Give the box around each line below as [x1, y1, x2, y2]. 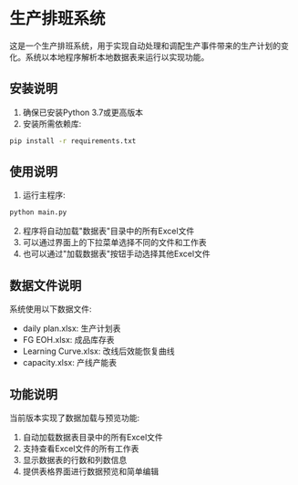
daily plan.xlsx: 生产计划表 [22, 323, 121, 334]
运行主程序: [22, 190, 66, 201]
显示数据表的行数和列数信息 [22, 454, 128, 465]
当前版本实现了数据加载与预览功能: [9, 412, 140, 423]
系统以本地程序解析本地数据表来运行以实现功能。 [25, 51, 210, 62]
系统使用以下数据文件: [9, 304, 93, 315]
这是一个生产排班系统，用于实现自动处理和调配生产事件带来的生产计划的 [9, 40, 281, 51]
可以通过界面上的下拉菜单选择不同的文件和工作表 [22, 237, 207, 248]
